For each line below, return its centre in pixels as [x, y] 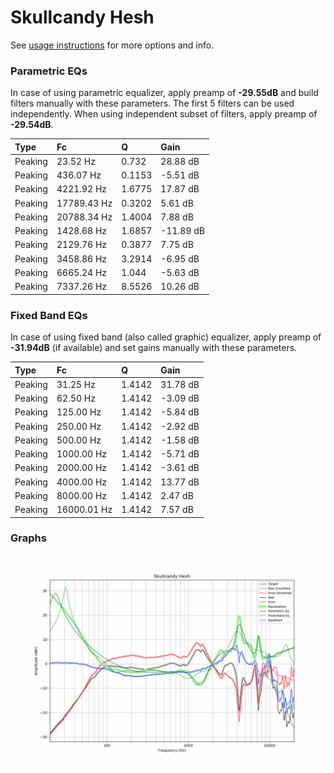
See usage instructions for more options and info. [112, 45]
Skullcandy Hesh [82, 17]
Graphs [28, 538]
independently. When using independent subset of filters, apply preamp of [164, 114]
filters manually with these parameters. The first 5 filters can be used [152, 103]
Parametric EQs [49, 71]
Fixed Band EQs [49, 315]
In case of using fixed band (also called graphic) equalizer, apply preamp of [166, 337]
